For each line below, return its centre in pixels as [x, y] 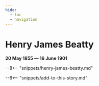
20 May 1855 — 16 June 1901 [36, 58]
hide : [11, 10]
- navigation [24, 19]
